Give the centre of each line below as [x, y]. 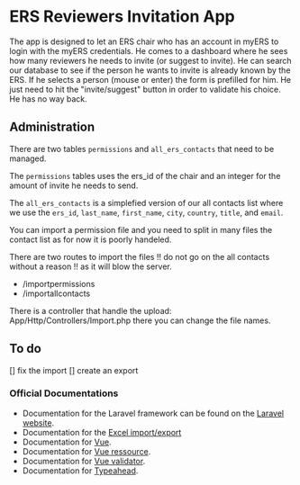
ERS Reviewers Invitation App [123, 17]
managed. [28, 158]
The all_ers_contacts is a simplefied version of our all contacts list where [146, 202]
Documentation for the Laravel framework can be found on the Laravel [153, 413]
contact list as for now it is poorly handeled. [91, 239]
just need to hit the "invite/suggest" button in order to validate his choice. [145, 89]
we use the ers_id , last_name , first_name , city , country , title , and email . [146, 212]
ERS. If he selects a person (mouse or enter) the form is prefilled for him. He [150, 79]
